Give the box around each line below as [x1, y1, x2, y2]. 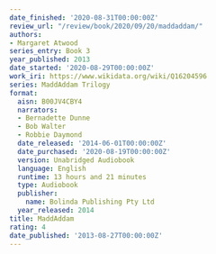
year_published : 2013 [9, 55, 91, 64]
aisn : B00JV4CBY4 [17, 96, 83, 106]
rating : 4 [9, 222, 47, 231]
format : [9, 88, 39, 97]
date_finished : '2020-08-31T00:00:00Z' [9, 13, 159, 23]
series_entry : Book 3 [9, 47, 91, 56]
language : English [17, 164, 87, 173]
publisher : [17, 189, 58, 198]
